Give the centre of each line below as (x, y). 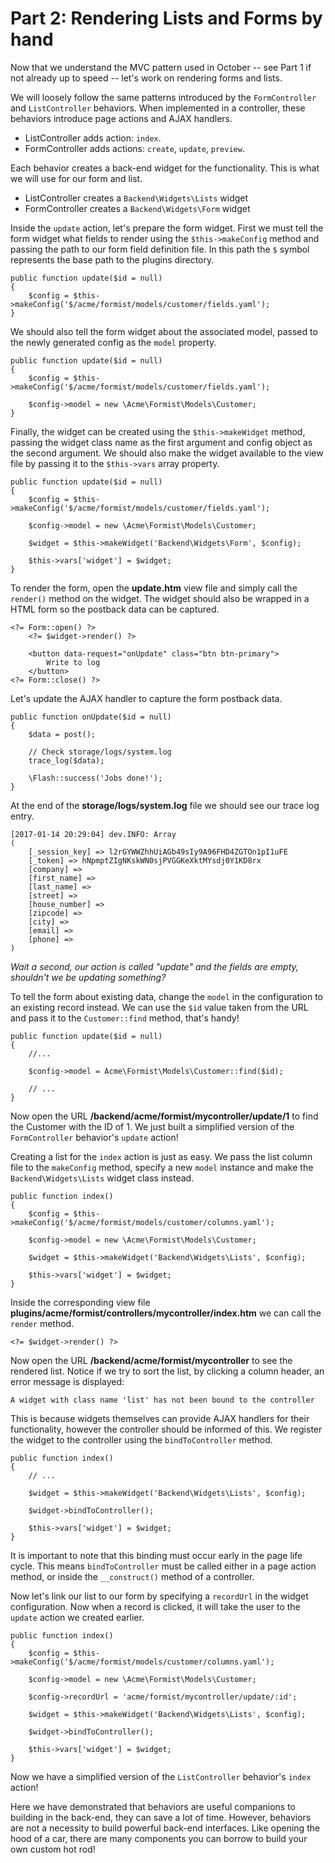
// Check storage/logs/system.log (100, 752)
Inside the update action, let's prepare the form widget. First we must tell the (167, 228)
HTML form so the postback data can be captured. (115, 609)
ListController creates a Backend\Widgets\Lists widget (136, 198)
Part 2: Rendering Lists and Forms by (166, 18)
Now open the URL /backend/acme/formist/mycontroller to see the (151, 1360)
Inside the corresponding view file (80, 1302)
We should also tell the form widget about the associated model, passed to (164, 331)
